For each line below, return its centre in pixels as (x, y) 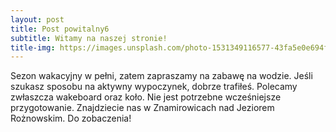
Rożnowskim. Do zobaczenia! (71, 118)
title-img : (33, 47)
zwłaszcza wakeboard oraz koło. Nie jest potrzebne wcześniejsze (146, 97)
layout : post (37, 19)
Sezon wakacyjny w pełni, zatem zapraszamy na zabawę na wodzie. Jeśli (161, 76)
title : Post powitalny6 (60, 29)
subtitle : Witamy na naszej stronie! (89, 38)
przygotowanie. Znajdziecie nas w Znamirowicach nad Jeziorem (142, 108)
